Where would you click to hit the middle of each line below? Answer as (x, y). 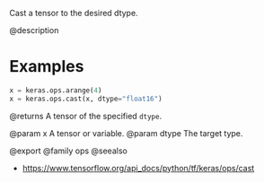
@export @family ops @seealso (68, 151)
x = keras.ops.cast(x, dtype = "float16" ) (86, 99)
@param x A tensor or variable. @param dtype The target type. (126, 133)
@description (34, 30)
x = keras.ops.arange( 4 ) (56, 90)
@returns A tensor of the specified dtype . (86, 116)
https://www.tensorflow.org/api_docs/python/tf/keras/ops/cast (138, 168)
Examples (47, 67)
